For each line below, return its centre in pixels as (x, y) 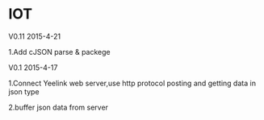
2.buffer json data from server (59, 107)
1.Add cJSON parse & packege (59, 52)
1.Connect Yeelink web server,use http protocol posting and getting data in (132, 83)
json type (24, 91)
